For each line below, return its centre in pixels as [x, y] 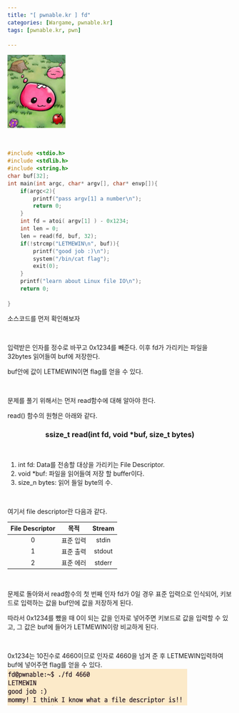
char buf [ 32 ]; [29, 176]
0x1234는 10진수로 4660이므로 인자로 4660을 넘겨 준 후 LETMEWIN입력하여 [116, 655]
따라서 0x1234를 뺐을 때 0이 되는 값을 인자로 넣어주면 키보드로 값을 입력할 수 [114, 617]
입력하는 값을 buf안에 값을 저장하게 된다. [77, 602]
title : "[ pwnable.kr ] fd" [49, 15]
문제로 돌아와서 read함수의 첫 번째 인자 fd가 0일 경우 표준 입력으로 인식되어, [113, 594]
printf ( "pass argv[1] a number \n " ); [87, 199]
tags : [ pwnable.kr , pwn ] [44, 30]
